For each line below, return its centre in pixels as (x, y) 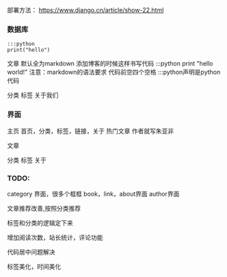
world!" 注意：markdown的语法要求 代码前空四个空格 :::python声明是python (114, 72)
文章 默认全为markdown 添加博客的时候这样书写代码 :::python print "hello (110, 64)
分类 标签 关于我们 (33, 95)
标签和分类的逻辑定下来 (40, 223)
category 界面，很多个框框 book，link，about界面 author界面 (93, 194)
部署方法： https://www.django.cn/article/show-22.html (85, 10)
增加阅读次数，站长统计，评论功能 (55, 237)
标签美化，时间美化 (34, 266)
